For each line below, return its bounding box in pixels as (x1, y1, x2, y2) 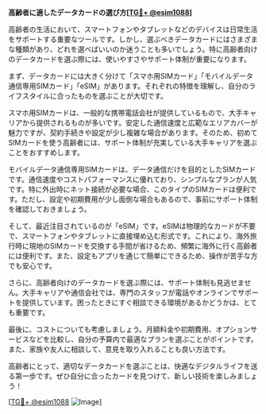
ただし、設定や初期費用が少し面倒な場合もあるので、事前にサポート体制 (21, 195, 258, 203)
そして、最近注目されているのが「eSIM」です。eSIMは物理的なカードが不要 (8, 222, 256, 230)
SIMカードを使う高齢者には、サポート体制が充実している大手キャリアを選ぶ (8, 138, 257, 147)
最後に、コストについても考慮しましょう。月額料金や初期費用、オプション (8, 325, 251, 334)
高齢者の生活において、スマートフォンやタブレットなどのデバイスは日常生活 (8, 25, 258, 34)
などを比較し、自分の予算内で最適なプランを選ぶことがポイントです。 (29, 335, 258, 344)
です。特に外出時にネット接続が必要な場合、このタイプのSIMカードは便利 (8, 184, 250, 194)
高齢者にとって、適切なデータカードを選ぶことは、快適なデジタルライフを (8, 362, 251, 370)
